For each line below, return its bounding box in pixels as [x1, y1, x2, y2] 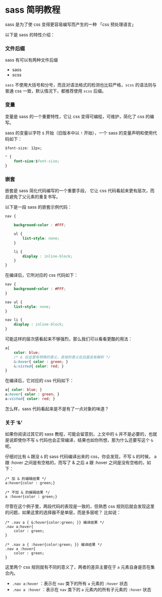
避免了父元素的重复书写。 [9, 194, 61, 200]
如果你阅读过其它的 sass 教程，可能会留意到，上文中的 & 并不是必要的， [5, 431, 149, 437]
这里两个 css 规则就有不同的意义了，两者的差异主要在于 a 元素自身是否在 [5, 564, 151, 570]
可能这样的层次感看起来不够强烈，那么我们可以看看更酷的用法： [5, 336, 132, 342]
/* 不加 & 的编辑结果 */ [5, 490, 50, 495]
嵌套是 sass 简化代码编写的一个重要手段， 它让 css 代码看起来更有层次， [5, 188, 150, 193]
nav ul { [5, 299, 23, 304]
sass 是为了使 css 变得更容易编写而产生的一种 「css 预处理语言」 [5, 21, 136, 27]
